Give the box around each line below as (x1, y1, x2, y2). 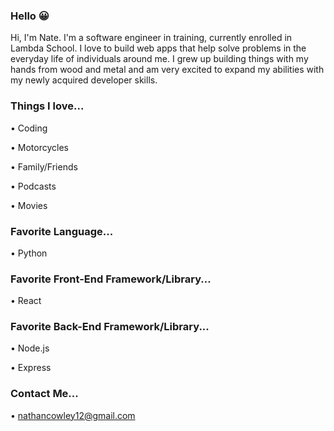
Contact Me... (10, 387, 79, 401)
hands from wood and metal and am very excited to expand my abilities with (10, 64, 325, 76)
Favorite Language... (10, 224, 114, 238)
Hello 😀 (10, 9, 50, 23)
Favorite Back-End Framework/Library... (10, 320, 210, 334)
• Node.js (10, 342, 50, 354)
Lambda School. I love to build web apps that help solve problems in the (10, 42, 307, 54)
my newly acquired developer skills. (10, 74, 158, 86)
